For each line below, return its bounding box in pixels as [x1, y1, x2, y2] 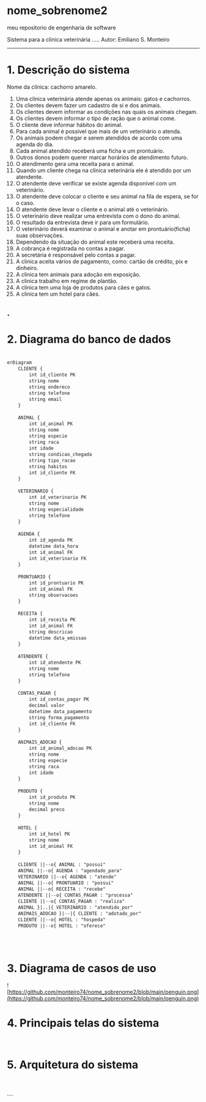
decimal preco [29, 806, 65, 813]
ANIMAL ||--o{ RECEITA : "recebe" [18, 886, 106, 893]
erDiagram [7, 359, 32, 366]
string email [29, 396, 62, 403]
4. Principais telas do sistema [7, 1016, 160, 1030]
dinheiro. [15, 264, 39, 271]
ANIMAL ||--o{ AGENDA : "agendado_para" [18, 868, 122, 874]
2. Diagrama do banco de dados [7, 332, 171, 347]
